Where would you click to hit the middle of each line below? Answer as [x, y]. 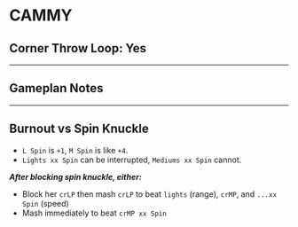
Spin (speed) [45, 203]
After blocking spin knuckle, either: [75, 176]
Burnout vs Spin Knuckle [79, 129]
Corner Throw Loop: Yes [78, 48]
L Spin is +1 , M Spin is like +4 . [75, 150]
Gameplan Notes [56, 88]
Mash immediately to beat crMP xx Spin [94, 213]
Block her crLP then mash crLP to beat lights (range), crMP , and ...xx [149, 194]
